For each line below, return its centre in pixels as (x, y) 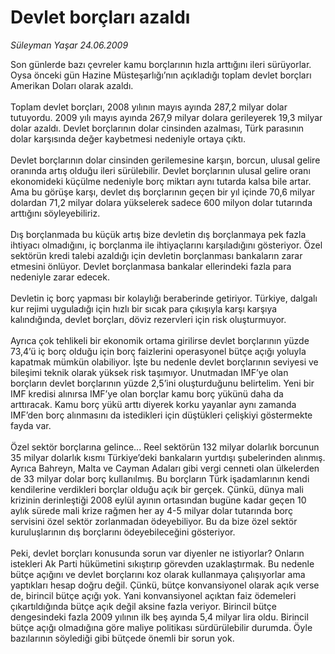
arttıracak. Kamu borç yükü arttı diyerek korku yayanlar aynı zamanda (153, 404)
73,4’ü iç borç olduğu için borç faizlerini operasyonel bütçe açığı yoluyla (158, 351)
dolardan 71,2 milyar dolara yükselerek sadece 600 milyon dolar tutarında (161, 202)
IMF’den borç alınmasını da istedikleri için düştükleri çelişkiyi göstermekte (161, 415)
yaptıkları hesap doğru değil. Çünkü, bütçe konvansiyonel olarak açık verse (165, 585)
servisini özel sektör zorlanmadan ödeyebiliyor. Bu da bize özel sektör (154, 521)
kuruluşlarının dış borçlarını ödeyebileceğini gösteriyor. (123, 532)
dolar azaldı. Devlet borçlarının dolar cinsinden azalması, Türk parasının (157, 128)
